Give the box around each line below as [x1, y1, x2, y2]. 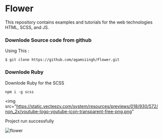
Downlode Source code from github [5, 36, 92, 43]
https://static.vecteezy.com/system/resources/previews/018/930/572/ [16, 103, 158, 109]
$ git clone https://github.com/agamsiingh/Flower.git [5, 57, 120, 62]
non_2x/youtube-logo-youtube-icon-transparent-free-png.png [5, 109, 132, 114]
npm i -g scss [5, 89, 34, 94]
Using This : [5, 48, 29, 54]
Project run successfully [5, 118, 54, 124]
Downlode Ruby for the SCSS [5, 80, 65, 86]
